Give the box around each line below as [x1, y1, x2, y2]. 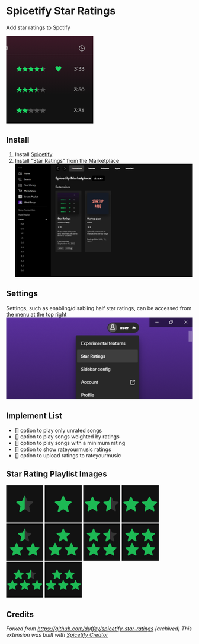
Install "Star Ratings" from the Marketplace [14, 157, 120, 164]
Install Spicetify [14, 150, 53, 158]
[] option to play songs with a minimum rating [14, 439, 126, 446]
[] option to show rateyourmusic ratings [14, 446, 111, 453]
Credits [6, 609, 34, 619]
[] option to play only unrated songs [14, 427, 102, 434]
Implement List [6, 411, 62, 421]
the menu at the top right [6, 311, 67, 318]
